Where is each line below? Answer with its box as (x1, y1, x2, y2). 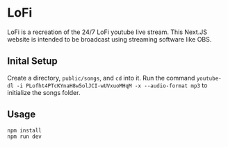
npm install (7, 127, 42, 134)
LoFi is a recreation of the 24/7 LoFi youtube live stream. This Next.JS (7, 28, 207, 36)
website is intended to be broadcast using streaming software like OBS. (7, 35, 212, 43)
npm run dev (7, 133, 42, 140)
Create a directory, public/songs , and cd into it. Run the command (7, 73, 195, 82)
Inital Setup (7, 55, 58, 67)
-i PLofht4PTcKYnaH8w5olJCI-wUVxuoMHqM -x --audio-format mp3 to (16, 81, 208, 89)
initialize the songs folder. (7, 88, 81, 96)
